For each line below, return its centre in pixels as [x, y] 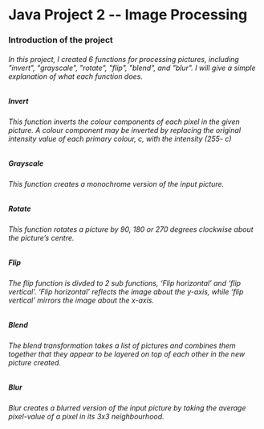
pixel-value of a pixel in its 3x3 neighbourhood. [86, 416]
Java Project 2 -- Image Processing [128, 15]
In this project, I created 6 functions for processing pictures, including [124, 59]
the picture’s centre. [41, 237]
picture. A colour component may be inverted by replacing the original [125, 130]
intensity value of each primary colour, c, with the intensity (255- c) [120, 138]
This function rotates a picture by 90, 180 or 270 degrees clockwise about [131, 229]
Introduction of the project [61, 40]
